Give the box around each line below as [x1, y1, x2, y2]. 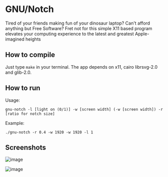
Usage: [5, 97, 20, 103]
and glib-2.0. [5, 69, 32, 75]
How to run [5, 84, 41, 92]
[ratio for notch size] [5, 111, 55, 116]
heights [25, 36, 41, 42]
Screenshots [5, 143, 46, 151]
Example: [5, 120, 25, 126]
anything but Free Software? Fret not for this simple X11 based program [5, 25, 152, 31]
